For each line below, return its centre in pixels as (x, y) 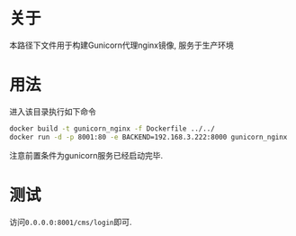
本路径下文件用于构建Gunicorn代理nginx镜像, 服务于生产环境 (121, 45)
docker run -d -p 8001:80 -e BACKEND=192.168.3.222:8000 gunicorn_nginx (148, 137)
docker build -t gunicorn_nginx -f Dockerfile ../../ (112, 128)
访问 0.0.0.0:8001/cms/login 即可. (71, 222)
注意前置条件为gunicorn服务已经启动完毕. (86, 155)
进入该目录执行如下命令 (53, 111)
